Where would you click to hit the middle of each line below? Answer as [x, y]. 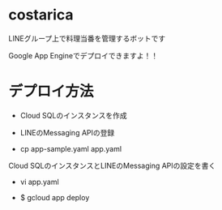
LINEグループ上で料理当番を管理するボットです [87, 38]
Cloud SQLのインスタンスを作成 [73, 115]
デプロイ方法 [51, 92]
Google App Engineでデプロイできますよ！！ [83, 55]
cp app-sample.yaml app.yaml [71, 148]
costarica [41, 15]
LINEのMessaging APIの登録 [67, 132]
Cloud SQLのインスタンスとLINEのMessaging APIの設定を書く [112, 165]
